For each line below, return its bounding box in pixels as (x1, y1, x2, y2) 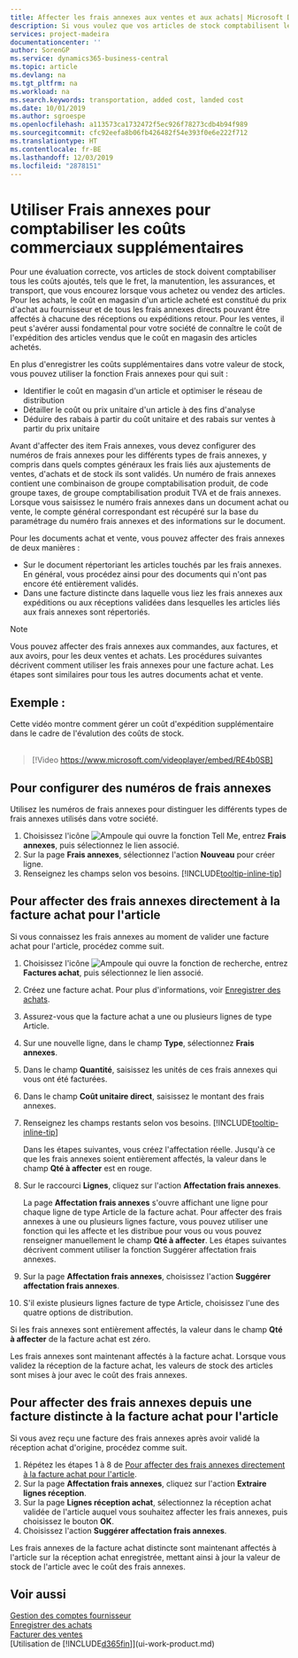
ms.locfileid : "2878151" (10, 161, 102, 170)
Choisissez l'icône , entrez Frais (22, 830, 287, 841)
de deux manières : (10, 543, 80, 553)
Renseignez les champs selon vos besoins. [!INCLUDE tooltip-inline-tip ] (22, 868, 282, 879)
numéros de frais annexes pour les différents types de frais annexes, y (10, 450, 268, 461)
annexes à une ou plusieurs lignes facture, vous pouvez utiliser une (22, 1216, 269, 1226)
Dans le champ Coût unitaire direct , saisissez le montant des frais (22, 1091, 264, 1101)
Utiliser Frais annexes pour (10, 199, 211, 220)
